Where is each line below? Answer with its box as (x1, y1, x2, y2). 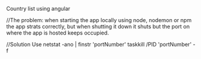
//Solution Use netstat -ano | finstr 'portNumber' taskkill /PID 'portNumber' (6, 41, 192, 48)
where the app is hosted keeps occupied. (6, 29, 109, 36)
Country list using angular (6, 5, 71, 12)
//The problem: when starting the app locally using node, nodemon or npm (6, 17, 192, 23)
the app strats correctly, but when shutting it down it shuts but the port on (6, 23, 190, 30)
